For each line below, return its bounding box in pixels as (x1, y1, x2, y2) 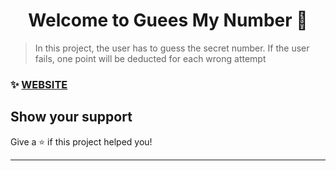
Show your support (10, 109, 133, 126)
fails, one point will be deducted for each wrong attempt (34, 52, 267, 64)
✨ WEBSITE (10, 77, 68, 91)
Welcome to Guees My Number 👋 (28, 9, 308, 32)
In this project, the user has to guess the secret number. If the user (34, 42, 310, 54)
